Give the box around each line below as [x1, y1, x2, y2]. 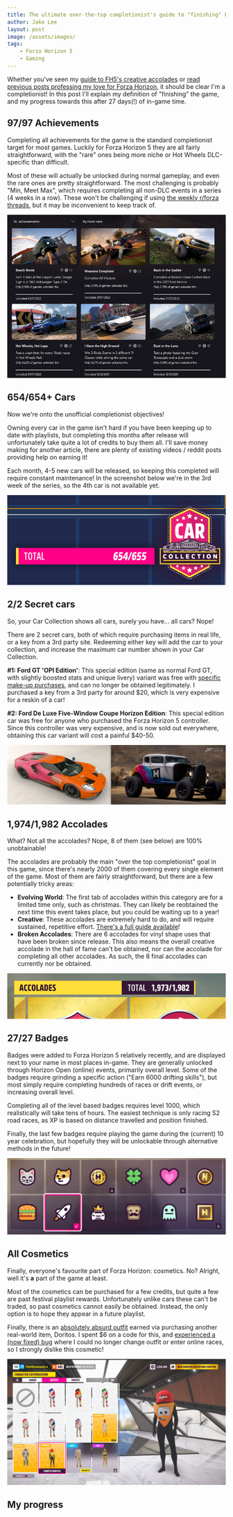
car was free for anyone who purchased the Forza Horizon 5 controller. [7, 716, 210, 725]
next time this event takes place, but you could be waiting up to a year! [17, 907, 220, 916]
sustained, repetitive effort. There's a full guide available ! [17, 922, 180, 930]
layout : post [7, 26, 45, 33]
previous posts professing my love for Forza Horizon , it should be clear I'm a [7, 82, 225, 90]
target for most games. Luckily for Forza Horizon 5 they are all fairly [7, 143, 200, 151]
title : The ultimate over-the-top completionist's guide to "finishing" [7, 11, 222, 18]
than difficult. [31, 158, 69, 166]
